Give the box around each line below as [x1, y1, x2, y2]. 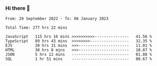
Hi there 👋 [5, 5, 31, 12]
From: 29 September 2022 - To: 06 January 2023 [5, 16, 109, 21]
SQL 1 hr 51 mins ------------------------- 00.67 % [5, 56, 152, 62]
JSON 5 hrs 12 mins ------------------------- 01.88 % [5, 52, 152, 57]
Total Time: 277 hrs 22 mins [5, 25, 68, 30]
